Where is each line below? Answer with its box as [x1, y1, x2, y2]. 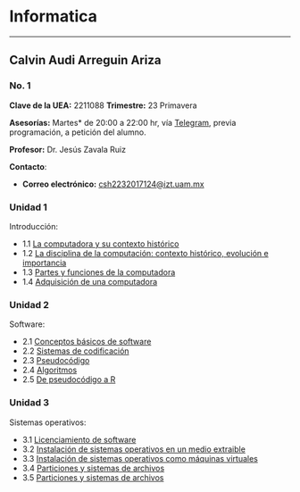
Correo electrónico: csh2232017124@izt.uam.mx [21, 179, 204, 189]
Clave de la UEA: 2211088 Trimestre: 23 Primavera [9, 100, 198, 111]
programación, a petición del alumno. [9, 127, 146, 138]
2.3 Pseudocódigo [21, 355, 90, 366]
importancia [21, 257, 67, 268]
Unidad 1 [9, 201, 47, 213]
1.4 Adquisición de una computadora [21, 276, 158, 287]
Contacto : [9, 161, 47, 171]
